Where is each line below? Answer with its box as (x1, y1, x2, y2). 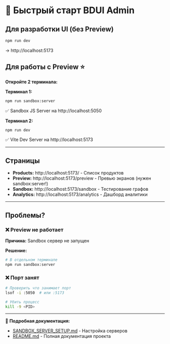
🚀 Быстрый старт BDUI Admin (5, 5, 135, 16)
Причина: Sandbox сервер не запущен (5, 237, 90, 244)
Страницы (5, 156, 40, 165)
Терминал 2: (5, 118, 33, 124)
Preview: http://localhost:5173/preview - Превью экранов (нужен (12, 175, 151, 182)
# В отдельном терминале (5, 257, 58, 262)
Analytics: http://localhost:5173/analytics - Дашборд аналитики (12, 191, 148, 197)
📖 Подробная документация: (5, 318, 70, 324)
